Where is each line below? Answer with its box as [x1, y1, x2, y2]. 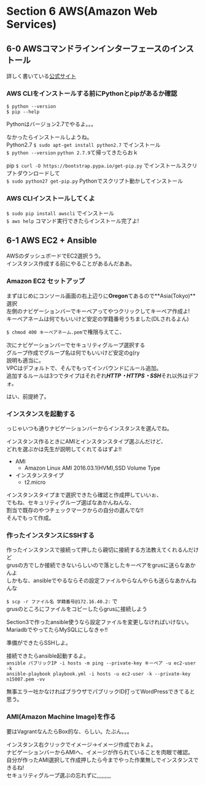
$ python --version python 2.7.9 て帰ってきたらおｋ [6, 149, 139, 156]
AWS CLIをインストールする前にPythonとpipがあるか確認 [6, 89, 177, 98]
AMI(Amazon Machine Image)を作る [6, 712, 116, 721]
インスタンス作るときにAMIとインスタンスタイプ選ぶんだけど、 [6, 438, 167, 445]
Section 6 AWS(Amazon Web [6, 4, 158, 18]
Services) [6, 17, 57, 31]
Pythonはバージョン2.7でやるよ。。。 [6, 120, 97, 128]
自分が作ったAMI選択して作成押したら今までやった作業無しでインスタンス [6, 756, 193, 763]
